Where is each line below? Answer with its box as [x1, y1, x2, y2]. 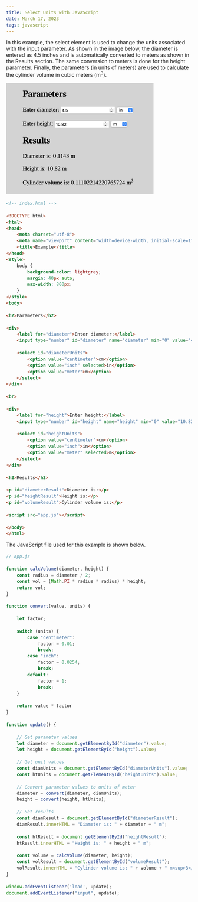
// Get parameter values [16, 734, 78, 740]
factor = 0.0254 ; [37, 659, 81, 666]
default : [27, 672, 49, 678]
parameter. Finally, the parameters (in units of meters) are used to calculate [6, 64, 189, 71]
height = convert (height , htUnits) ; [16, 796, 107, 803]
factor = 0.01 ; [37, 641, 75, 647]
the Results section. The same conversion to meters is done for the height [6, 58, 186, 65]
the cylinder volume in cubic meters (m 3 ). [6, 70, 107, 79]
